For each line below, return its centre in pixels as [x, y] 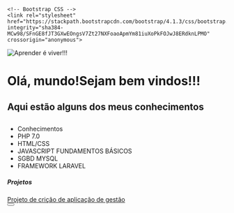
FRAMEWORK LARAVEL [51, 166]
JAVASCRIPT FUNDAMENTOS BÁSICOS [75, 151]
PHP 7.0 [29, 136]
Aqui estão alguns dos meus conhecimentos [106, 106]
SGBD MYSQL [38, 158]
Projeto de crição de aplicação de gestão [66, 199]
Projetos [20, 182]
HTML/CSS [33, 143]
